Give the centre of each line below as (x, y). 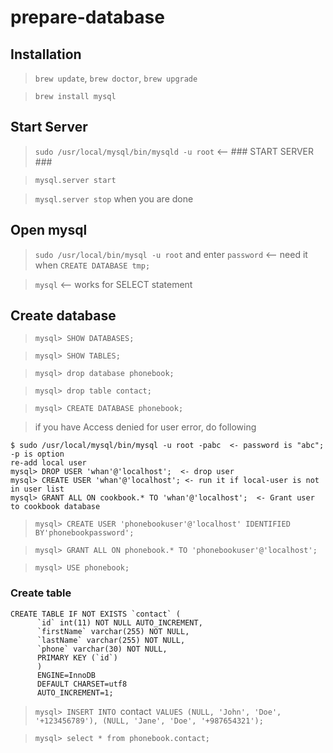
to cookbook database (55, 507)
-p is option (37, 454)
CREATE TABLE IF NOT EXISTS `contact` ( (96, 614)
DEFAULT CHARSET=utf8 (82, 684)
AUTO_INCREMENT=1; (75, 692)
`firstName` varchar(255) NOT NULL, (113, 631)
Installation (46, 54)
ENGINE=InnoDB (66, 675)
